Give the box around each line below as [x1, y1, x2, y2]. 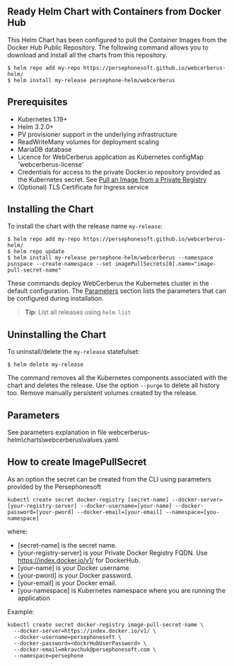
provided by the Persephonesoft [7, 482, 101, 491]
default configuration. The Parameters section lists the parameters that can [7, 287, 226, 295]
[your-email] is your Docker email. [17, 578, 117, 587]
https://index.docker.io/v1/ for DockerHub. [17, 556, 141, 565]
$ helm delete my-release [7, 361, 83, 368]
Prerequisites [7, 96, 68, 109]
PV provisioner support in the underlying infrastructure [17, 130, 177, 138]
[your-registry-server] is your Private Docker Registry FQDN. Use [17, 548, 208, 557]
